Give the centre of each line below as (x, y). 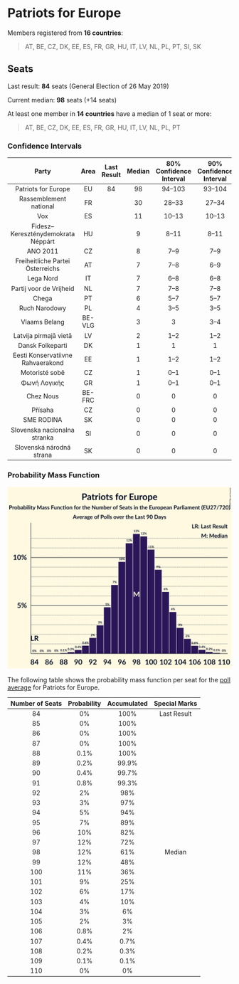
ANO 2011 (43, 251)
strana (42, 455)
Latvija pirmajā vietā (43, 335)
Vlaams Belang (43, 322)
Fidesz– (43, 226)
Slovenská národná (43, 447)
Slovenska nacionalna (42, 430)
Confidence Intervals (44, 146)
